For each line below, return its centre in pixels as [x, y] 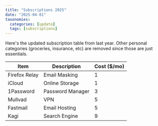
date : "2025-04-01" [26, 15]
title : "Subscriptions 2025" [36, 10]
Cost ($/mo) [109, 66]
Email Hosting [60, 108]
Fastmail [18, 108]
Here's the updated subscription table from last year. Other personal [76, 43]
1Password [21, 92]
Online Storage [61, 83]
